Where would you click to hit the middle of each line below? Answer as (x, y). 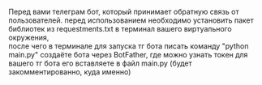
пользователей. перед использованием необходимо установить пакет (131, 20)
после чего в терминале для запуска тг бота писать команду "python (129, 46)
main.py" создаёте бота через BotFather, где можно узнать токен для (128, 55)
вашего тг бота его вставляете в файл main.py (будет (100, 63)
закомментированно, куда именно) (70, 72)
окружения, (29, 37)
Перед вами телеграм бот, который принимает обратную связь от (124, 12)
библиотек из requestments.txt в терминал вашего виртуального (120, 29)
